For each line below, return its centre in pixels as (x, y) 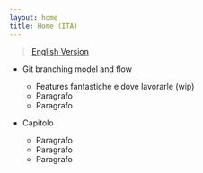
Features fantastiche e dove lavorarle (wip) (115, 86)
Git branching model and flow (77, 69)
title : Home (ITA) (44, 26)
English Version (60, 51)
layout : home (34, 17)
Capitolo (38, 123)
